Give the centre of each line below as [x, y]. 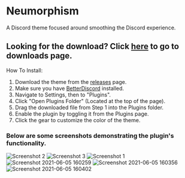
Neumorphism [43, 11]
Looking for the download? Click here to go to [93, 46]
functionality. [26, 143]
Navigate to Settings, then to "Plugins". [63, 95]
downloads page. [40, 56]
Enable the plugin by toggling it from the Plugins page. [82, 114]
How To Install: [25, 70]
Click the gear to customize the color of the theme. [78, 120]
